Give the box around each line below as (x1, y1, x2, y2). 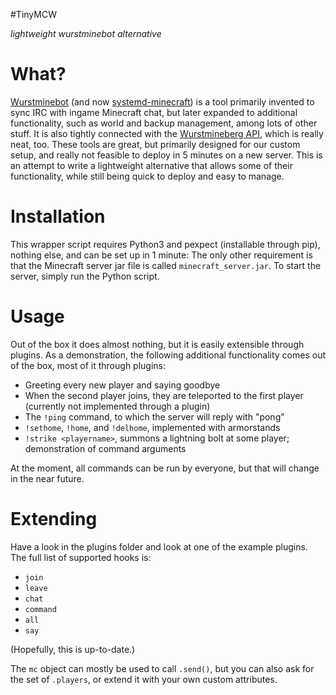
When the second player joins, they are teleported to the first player (24, 389, 304, 401)
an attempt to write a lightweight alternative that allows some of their (10, 159, 293, 171)
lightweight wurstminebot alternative (10, 28, 162, 39)
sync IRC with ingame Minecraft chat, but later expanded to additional (10, 106, 298, 118)
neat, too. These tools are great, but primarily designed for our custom (10, 138, 301, 150)
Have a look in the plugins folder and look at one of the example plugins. (10, 540, 308, 553)
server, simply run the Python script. (10, 270, 160, 282)
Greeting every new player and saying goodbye (24, 379, 221, 391)
